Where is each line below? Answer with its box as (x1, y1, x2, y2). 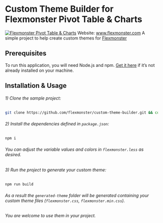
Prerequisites (5, 49, 47, 58)
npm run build (5, 182, 34, 187)
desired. (5, 151, 22, 157)
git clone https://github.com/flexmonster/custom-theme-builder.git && (5, 110, 153, 115)
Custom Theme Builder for (5, 3, 114, 15)
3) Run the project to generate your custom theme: (5, 167, 107, 173)
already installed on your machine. (5, 67, 74, 73)
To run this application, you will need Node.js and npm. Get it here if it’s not (5, 62, 155, 68)
